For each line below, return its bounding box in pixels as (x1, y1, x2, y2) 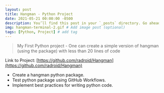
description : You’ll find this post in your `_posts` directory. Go (5, 20, 147, 26)
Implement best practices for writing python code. (12, 82, 113, 88)
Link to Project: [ (5, 58, 38, 63)
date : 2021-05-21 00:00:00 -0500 (5, 16, 73, 21)
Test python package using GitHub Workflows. (12, 77, 106, 83)
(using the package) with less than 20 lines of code (17, 48, 121, 54)
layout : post (5, 7, 32, 12)
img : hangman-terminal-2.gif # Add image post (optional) (5, 25, 125, 30)
